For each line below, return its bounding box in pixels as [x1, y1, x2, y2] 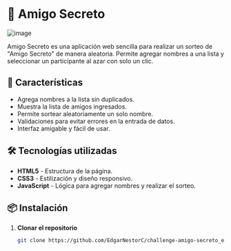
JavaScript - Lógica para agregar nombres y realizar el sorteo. [17, 182, 197, 190]
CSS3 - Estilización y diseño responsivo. [17, 174, 133, 182]
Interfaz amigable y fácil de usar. [17, 124, 110, 133]
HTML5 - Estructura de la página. [17, 166, 113, 175]
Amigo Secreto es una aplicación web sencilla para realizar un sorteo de [7, 42, 212, 50]
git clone [17, 237, 46, 244]
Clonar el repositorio [17, 223, 78, 232]
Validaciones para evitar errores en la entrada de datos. [17, 117, 175, 125]
